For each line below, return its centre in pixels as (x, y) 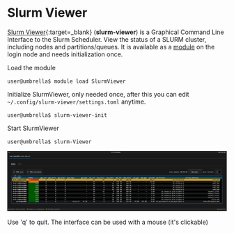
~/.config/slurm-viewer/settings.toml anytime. (77, 102)
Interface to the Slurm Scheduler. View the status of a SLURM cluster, (107, 39)
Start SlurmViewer (33, 128)
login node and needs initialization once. (65, 54)
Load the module (31, 67)
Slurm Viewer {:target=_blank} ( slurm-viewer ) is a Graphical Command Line (116, 32)
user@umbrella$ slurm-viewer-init (57, 115)
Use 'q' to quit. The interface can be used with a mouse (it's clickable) (108, 222)
